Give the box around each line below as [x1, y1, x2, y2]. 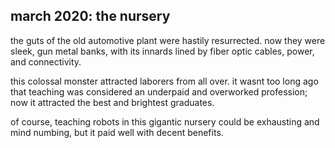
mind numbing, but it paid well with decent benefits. [10, 126, 224, 138]
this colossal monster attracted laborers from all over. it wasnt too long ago [10, 75, 319, 87]
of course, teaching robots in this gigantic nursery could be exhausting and [10, 115, 320, 128]
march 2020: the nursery [10, 8, 171, 25]
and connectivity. [10, 55, 82, 68]
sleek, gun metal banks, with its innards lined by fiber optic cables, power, [10, 45, 315, 57]
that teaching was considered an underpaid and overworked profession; [10, 85, 308, 98]
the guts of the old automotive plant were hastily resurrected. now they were [10, 34, 326, 46]
